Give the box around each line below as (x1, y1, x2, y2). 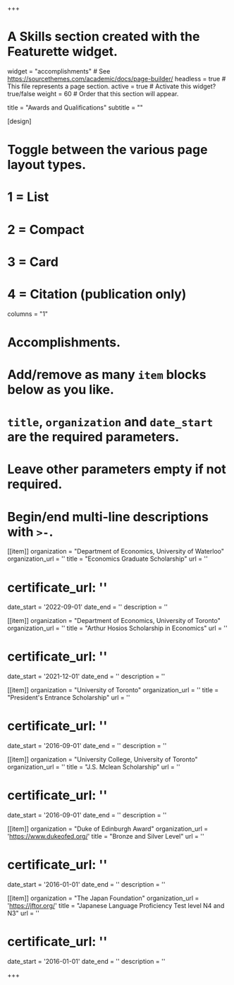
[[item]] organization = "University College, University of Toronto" (7, 755, 199, 764)
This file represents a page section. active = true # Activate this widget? (7, 82, 216, 91)
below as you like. (7, 382, 115, 397)
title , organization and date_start (7, 414, 214, 430)
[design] (7, 117, 32, 125)
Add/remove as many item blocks (7, 367, 207, 383)
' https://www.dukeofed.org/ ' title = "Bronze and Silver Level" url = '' (7, 832, 204, 841)
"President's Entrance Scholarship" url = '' (7, 694, 130, 702)
